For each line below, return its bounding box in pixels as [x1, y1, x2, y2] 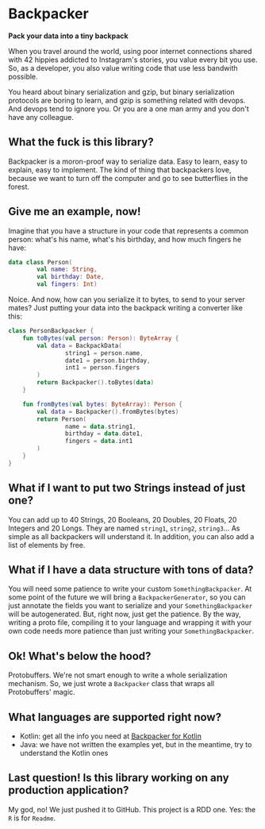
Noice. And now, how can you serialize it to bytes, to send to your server [8, 295, 246, 304]
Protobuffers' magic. [8, 688, 75, 697]
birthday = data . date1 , [64, 430, 144, 438]
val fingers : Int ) [36, 280, 98, 288]
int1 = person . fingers [64, 364, 140, 372]
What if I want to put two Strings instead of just [8, 481, 246, 495]
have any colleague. [8, 112, 74, 121]
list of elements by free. [8, 540, 86, 549]
